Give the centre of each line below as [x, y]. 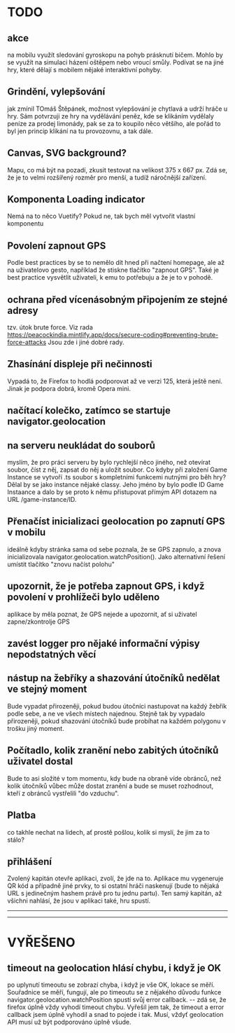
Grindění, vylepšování [56, 92]
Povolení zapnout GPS [57, 246]
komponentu [26, 224]
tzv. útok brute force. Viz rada [50, 327]
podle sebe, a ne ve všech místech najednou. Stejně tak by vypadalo [106, 713]
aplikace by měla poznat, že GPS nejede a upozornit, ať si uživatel [102, 614]
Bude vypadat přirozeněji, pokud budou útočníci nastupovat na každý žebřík [117, 706]
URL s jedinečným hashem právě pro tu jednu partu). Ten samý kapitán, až [115, 894]
